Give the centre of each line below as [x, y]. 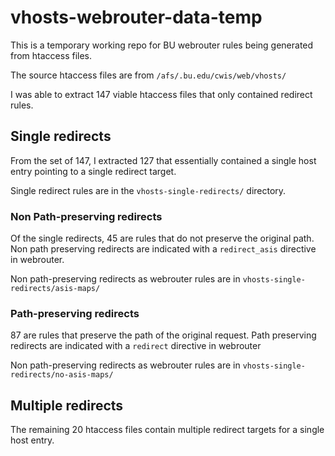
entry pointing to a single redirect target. [93, 171]
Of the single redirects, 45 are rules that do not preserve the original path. [162, 238]
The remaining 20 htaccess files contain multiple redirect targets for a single [167, 430]
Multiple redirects [67, 405]
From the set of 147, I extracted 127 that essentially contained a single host [163, 160]
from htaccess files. [51, 55]
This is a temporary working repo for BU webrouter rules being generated [162, 45]
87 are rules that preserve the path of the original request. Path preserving [163, 335]
